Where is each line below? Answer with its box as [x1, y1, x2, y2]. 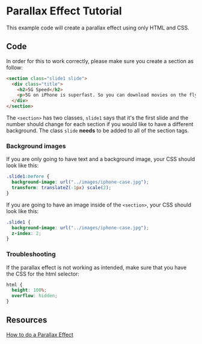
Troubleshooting [6, 250, 56, 259]
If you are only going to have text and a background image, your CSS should [6, 155, 195, 163]
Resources [6, 315, 47, 325]
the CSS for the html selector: [6, 270, 80, 277]
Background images [6, 142, 66, 150]
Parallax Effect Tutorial [6, 4, 122, 18]
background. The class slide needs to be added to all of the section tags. [6, 127, 189, 134]
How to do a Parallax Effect [6, 331, 74, 338]
